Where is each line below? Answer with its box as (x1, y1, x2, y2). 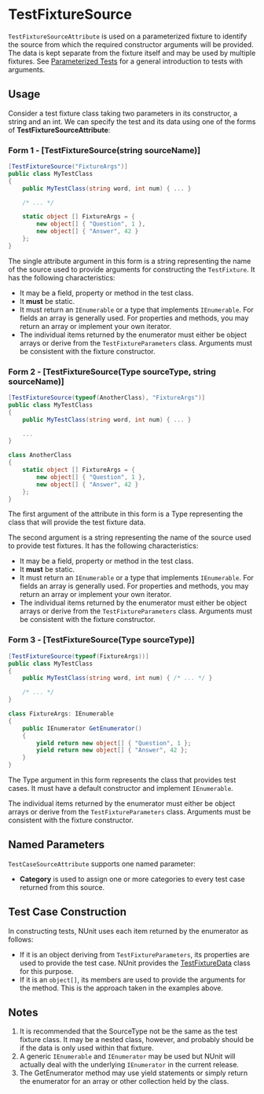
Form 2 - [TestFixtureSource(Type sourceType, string (8, 366, 216, 377)
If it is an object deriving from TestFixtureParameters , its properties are (19, 949, 250, 959)
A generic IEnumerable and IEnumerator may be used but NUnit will (19, 1052, 236, 1061)
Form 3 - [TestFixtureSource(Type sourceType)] (8, 635, 195, 646)
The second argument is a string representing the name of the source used (8, 532, 251, 543)
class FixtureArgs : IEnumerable (8, 710, 114, 718)
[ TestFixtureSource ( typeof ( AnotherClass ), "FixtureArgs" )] (8, 394, 206, 402)
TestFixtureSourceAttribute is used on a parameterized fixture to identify (8, 31, 247, 41)
